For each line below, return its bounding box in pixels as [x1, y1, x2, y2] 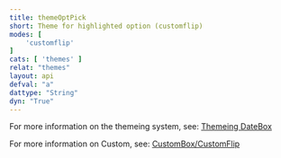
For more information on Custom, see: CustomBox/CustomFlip [9, 138, 240, 149]
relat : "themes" [9, 64, 70, 73]
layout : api [9, 72, 54, 81]
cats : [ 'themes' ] [9, 55, 83, 64]
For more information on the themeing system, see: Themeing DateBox [9, 121, 273, 132]
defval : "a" [9, 80, 54, 89]
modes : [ [9, 30, 42, 39]
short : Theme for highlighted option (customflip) [9, 22, 204, 31]
